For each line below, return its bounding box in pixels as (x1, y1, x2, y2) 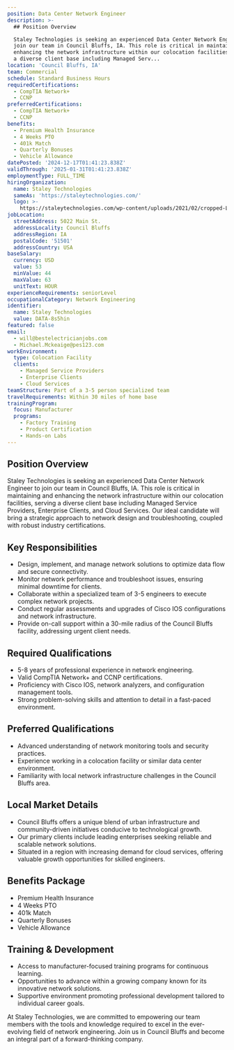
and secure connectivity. (17, 568, 88, 576)
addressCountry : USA (13, 244, 73, 251)
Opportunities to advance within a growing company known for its (17, 977, 207, 986)
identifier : (7, 302, 42, 310)
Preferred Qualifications (7, 723, 115, 735)
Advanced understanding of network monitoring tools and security (17, 742, 209, 750)
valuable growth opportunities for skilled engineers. (17, 854, 166, 863)
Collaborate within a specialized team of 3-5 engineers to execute (17, 590, 207, 598)
